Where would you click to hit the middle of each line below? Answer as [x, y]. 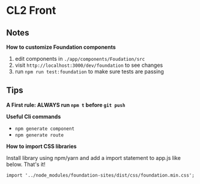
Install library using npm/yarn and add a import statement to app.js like [94, 158]
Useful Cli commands [34, 116]
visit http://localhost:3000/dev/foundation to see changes [89, 65]
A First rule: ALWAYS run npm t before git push [66, 105]
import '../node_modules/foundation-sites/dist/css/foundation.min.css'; [101, 175]
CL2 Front [31, 11]
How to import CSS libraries [41, 146]
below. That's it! [26, 164]
